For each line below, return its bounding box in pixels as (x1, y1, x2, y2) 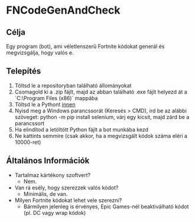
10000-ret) (14, 139, 41, 146)
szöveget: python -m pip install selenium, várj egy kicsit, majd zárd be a (14, 113, 190, 120)
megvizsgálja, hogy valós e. (6, 49, 74, 56)
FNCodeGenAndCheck (6, 4, 121, 17)
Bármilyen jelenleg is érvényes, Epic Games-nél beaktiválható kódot (23, 202, 189, 210)
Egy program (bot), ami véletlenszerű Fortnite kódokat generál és (6, 43, 165, 50)
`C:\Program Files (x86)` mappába (14, 94, 98, 101)
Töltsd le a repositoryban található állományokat (14, 82, 132, 89)
